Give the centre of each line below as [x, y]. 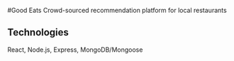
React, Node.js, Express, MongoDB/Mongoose [75, 50]
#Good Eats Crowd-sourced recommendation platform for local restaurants [117, 10]
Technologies [38, 32]
